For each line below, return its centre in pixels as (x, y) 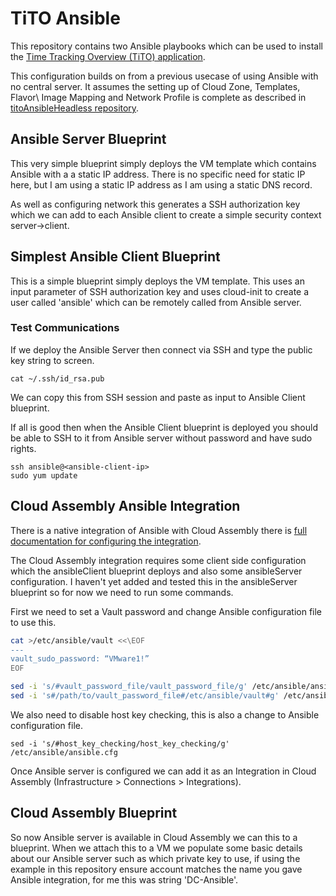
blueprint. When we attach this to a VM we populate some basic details (156, 848)
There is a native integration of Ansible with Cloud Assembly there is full (159, 530)
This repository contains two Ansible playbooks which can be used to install (166, 46)
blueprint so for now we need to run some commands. (122, 592)
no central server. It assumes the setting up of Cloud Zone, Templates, (155, 86)
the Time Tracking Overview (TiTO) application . (108, 56)
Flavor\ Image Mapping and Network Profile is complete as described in (158, 97)
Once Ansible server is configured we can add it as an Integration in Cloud (163, 771)
